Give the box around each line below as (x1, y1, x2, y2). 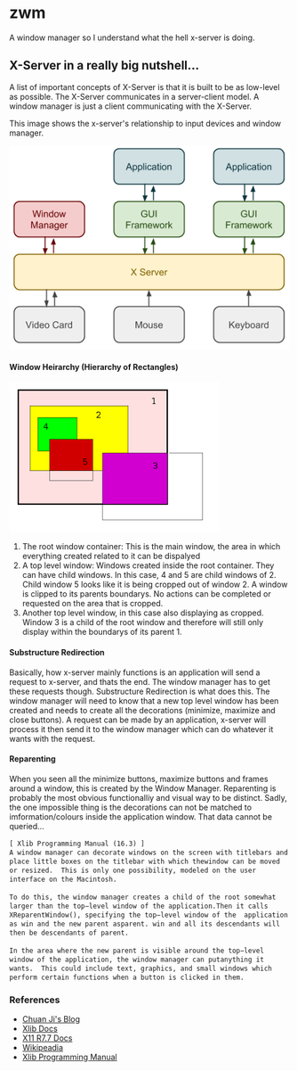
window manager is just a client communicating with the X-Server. (9, 101, 252, 111)
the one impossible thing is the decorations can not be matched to (9, 802, 252, 812)
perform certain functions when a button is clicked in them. (9, 973, 245, 982)
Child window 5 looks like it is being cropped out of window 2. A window (21, 579, 288, 590)
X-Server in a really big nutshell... (9, 58, 200, 73)
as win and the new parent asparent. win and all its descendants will (9, 919, 280, 928)
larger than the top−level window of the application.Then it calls (9, 902, 269, 910)
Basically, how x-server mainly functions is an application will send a (9, 667, 261, 678)
